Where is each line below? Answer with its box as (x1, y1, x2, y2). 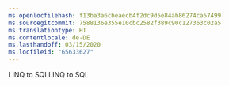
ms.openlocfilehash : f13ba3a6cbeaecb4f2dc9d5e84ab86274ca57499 (8, 11, 222, 20)
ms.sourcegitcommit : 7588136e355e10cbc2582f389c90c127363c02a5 (8, 19, 222, 27)
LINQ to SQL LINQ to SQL (8, 70, 90, 79)
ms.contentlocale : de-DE (8, 33, 90, 42)
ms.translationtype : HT (8, 26, 87, 34)
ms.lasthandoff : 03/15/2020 (8, 41, 101, 49)
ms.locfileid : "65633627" (8, 48, 94, 56)
